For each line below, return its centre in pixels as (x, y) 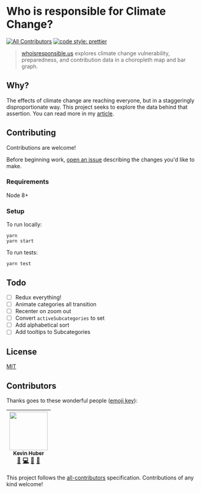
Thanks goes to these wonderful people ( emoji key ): (72, 400)
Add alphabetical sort (42, 325)
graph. (30, 66)
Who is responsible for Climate (86, 11)
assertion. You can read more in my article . (60, 113)
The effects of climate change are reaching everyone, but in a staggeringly (100, 100)
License (22, 351)
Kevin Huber (29, 453)
